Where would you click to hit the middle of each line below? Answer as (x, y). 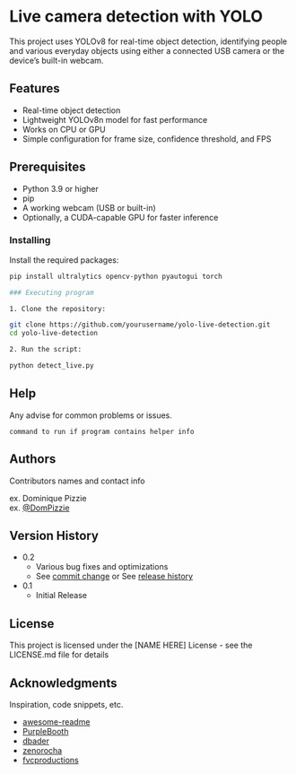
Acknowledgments (64, 683)
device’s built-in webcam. (57, 60)
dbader (35, 741)
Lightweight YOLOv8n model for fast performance (115, 119)
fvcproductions (50, 761)
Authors (33, 459)
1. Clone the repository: (57, 309)
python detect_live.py (52, 366)
